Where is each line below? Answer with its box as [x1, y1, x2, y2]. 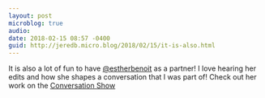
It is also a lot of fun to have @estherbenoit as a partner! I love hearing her [8, 63, 257, 73]
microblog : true [8, 19, 63, 27]
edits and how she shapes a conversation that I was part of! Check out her [8, 72, 257, 82]
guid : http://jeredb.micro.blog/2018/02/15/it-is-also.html [8, 42, 216, 50]
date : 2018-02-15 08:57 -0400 [8, 34, 111, 43]
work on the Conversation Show [8, 81, 116, 91]
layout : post [8, 11, 53, 20]
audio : [8, 27, 31, 35]
